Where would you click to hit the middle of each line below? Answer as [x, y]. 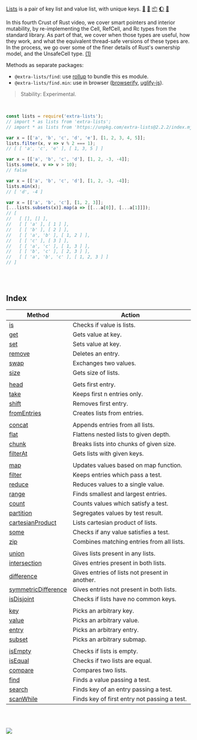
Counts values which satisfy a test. [120, 503]
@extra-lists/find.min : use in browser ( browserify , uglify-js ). [89, 83]
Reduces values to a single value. [118, 484]
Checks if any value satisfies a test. [121, 532]
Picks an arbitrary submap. [109, 639]
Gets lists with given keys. [108, 453]
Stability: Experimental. [48, 94]
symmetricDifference [38, 589]
